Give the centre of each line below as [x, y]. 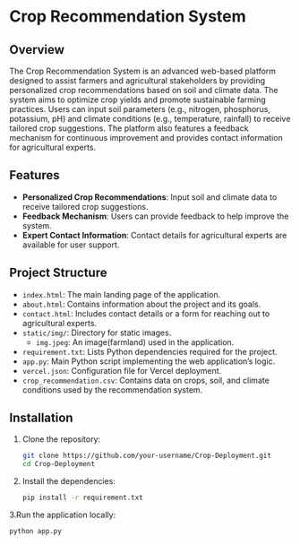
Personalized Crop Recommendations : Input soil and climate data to [150, 197]
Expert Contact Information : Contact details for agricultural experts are [154, 235]
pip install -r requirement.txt [82, 498]
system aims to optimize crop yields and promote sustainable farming [137, 99]
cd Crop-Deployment [59, 464]
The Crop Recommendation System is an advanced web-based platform [142, 71]
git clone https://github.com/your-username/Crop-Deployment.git [146, 456]
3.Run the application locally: [63, 515]
